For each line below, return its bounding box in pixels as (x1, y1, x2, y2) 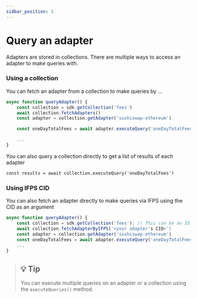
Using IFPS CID (6, 183, 50, 192)
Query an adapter (6, 34, 94, 47)
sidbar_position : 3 (6, 8, 54, 15)
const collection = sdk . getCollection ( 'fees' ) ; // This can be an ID (16, 220, 191, 226)
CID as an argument (6, 203, 55, 210)
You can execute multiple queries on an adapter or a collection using (20, 280, 186, 287)
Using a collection (6, 74, 59, 82)
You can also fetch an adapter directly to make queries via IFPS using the (6, 197, 183, 205)
